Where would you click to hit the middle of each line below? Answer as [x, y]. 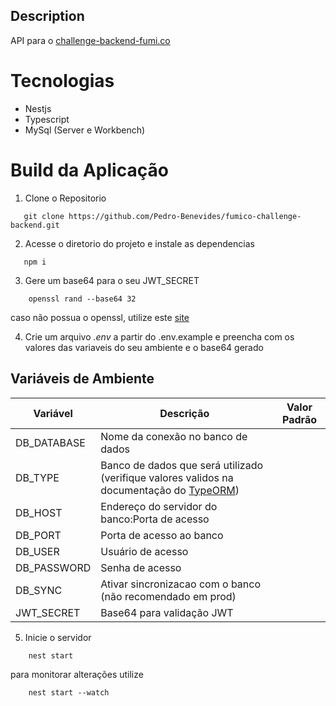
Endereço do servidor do [159, 506]
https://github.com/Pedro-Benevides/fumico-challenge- [185, 216]
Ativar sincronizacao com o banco [181, 584]
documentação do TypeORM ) [170, 490]
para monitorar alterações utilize [77, 674]
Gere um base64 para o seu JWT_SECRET [112, 280]
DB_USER [37, 551]
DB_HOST [39, 512]
